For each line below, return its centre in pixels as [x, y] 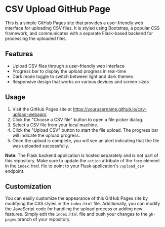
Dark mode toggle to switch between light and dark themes [73, 76]
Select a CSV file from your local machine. [55, 125]
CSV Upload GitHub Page [58, 9]
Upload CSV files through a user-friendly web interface [68, 66]
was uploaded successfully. [41, 146]
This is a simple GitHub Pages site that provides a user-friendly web [74, 23]
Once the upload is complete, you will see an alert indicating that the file [86, 140]
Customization [28, 186]
